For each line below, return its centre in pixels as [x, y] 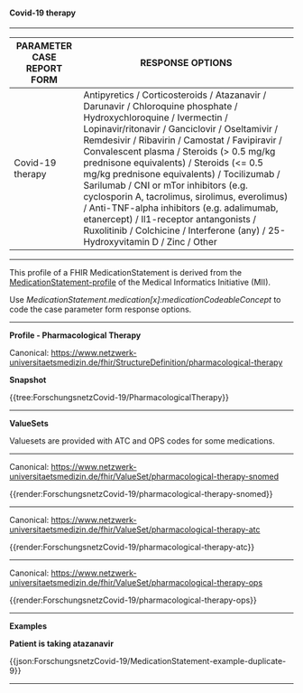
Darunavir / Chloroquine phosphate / [161, 107]
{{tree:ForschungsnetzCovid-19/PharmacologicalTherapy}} [119, 398]
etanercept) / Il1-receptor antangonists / [170, 220]
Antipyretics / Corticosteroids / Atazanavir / [175, 95]
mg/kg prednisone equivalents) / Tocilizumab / [182, 174]
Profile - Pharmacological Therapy [75, 335]
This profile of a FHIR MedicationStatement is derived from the [125, 273]
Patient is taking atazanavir [62, 644]
